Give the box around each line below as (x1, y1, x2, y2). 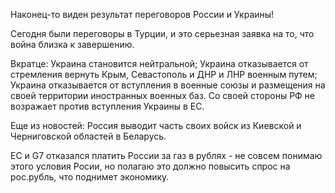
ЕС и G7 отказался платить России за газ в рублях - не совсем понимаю (10, 150, 323, 161)
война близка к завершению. (10, 39, 135, 50)
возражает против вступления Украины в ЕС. (10, 100, 205, 112)
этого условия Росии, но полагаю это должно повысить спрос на (10, 160, 291, 172)
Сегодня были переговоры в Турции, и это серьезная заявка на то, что (10, 28, 315, 39)
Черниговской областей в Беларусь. (10, 130, 167, 142)
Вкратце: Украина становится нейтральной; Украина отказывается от (10, 58, 309, 69)
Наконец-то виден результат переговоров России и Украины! (10, 9, 275, 20)
